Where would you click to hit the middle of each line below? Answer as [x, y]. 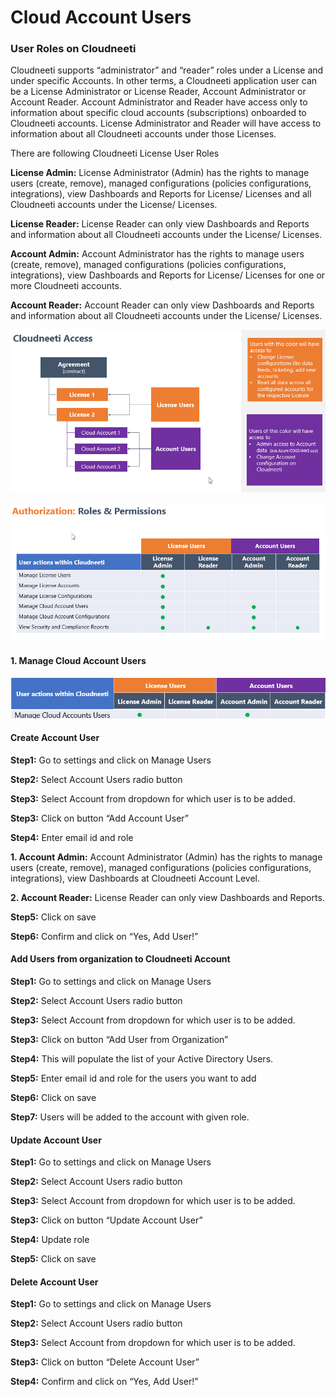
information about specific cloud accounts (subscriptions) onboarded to [158, 113]
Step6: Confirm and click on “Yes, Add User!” [104, 936]
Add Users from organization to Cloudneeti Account [120, 959]
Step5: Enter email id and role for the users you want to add [133, 1078]
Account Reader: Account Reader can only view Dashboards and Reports [162, 305]
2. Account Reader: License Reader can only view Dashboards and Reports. [167, 897]
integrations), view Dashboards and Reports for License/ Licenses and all [161, 194]
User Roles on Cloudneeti [73, 49]
